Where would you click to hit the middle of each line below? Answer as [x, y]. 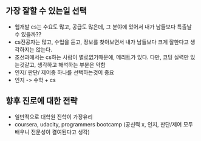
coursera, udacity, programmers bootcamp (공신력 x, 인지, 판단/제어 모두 [104, 124]
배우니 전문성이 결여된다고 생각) [52, 132]
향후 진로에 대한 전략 [42, 101]
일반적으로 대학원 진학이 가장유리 [53, 117]
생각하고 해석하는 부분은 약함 [71, 64]
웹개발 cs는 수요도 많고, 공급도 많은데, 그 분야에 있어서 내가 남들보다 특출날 [103, 27]
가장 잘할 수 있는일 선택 [46, 11]
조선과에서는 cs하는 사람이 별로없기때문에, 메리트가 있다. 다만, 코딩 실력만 [102, 57]
